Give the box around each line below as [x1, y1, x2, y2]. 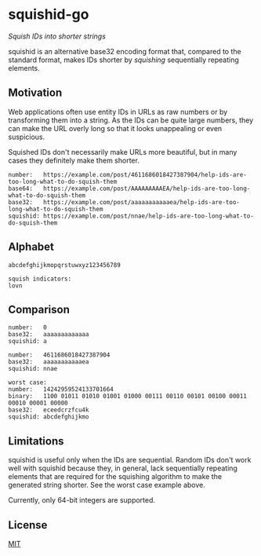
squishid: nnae [8, 365, 58, 373]
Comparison [8, 302, 71, 316]
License [8, 518, 48, 532]
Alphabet [8, 240, 55, 254]
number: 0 [8, 324, 47, 331]
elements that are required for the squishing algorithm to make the [8, 472, 222, 481]
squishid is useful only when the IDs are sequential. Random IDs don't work [8, 455, 252, 465]
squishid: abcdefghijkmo [8, 413, 89, 421]
